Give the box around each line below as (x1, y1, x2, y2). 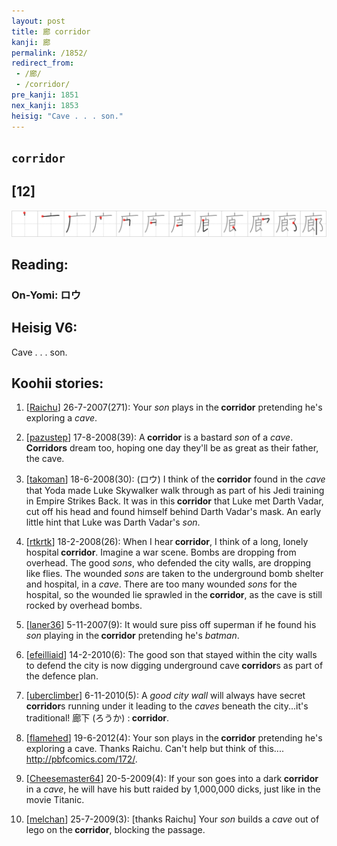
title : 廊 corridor (11, 26, 91, 37)
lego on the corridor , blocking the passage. (25, 824, 206, 836)
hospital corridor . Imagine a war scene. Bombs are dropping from (25, 546, 297, 559)
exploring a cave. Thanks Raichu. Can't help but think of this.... (25, 743, 284, 755)
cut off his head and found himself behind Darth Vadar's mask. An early (25, 506, 322, 518)
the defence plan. (25, 670, 99, 682)
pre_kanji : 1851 (11, 90, 79, 100)
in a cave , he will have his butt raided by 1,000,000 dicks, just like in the (25, 783, 321, 795)
